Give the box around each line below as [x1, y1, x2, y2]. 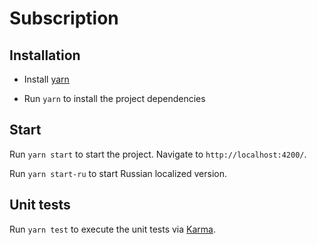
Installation [9, 47, 81, 64]
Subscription [9, 7, 119, 30]
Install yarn [23, 73, 70, 85]
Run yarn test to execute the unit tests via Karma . [9, 223, 216, 235]
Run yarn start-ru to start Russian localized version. [9, 167, 227, 179]
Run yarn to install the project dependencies [23, 93, 206, 104]
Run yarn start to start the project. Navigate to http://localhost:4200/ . [9, 148, 307, 160]
